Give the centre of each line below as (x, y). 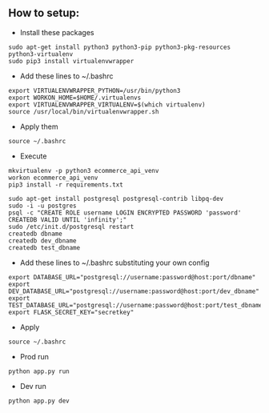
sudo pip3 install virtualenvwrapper (71, 61)
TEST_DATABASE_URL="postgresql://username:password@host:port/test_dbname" (137, 305)
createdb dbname (35, 234)
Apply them (39, 126)
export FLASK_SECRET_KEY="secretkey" (71, 312)
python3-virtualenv (41, 54)
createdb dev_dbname (43, 241)
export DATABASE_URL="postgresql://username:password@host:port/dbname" (132, 277)
